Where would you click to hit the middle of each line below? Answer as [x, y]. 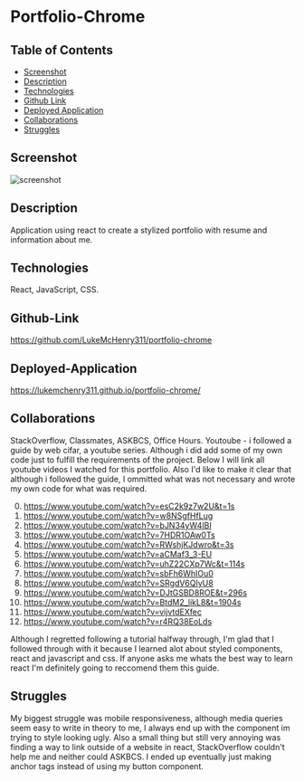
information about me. [52, 239]
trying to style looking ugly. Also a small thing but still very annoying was [146, 737]
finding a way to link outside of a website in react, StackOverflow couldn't [148, 747]
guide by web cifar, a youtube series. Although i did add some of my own [147, 450]
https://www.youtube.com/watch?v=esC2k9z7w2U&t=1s [129, 506]
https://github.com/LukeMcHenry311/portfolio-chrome [111, 340]
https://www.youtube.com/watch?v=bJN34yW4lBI [117, 525]
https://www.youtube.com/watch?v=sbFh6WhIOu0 [118, 573]
